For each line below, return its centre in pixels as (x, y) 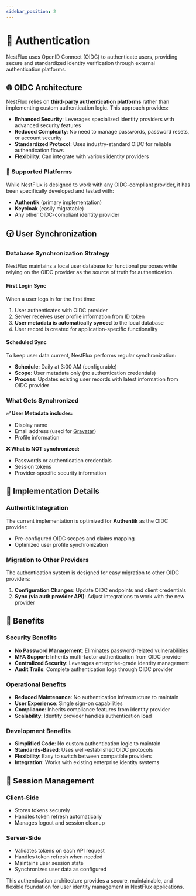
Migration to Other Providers (48, 560)
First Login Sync (26, 285)
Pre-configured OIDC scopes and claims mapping (75, 538)
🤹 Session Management (50, 781)
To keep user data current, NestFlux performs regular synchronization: (91, 355)
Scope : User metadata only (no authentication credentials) (85, 373)
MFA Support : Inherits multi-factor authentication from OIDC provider (98, 656)
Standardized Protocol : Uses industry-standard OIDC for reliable (93, 144)
